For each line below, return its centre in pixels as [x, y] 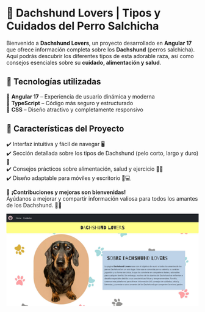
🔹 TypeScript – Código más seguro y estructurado [70, 103]
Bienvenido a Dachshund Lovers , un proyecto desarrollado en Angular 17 [99, 43]
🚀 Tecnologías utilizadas [54, 82]
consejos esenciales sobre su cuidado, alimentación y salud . [84, 62]
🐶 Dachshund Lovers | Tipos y [84, 13]
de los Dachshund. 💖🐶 [34, 205]
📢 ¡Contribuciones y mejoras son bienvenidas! [66, 192]
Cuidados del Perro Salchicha [83, 26]
